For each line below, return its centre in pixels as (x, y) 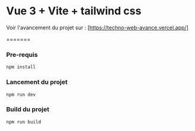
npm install (21, 67)
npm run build (24, 122)
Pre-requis (22, 54)
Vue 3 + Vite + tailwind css (74, 11)
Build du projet (28, 109)
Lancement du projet (37, 82)
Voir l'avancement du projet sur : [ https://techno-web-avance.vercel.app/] (97, 28)
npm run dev (21, 95)
